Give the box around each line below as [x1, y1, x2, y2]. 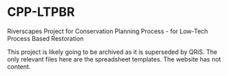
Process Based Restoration [7, 34, 84, 42]
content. [7, 62, 31, 70]
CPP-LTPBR [7, 4, 75, 20]
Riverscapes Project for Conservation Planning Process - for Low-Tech [7, 27, 209, 35]
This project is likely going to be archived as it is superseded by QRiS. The [7, 48, 218, 56]
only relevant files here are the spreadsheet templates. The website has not [7, 55, 222, 63]
